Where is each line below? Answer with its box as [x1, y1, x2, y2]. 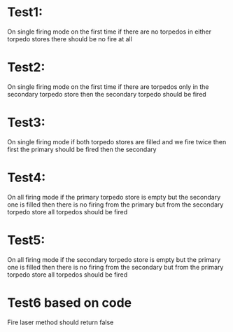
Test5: [7, 232, 45, 248]
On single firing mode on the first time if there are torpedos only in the [7, 82, 209, 91]
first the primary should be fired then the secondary [7, 145, 157, 153]
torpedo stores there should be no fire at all [7, 34, 133, 43]
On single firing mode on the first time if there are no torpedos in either [7, 27, 212, 36]
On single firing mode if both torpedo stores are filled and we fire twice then [7, 137, 227, 146]
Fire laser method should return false [7, 318, 114, 326]
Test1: [7, 4, 43, 20]
